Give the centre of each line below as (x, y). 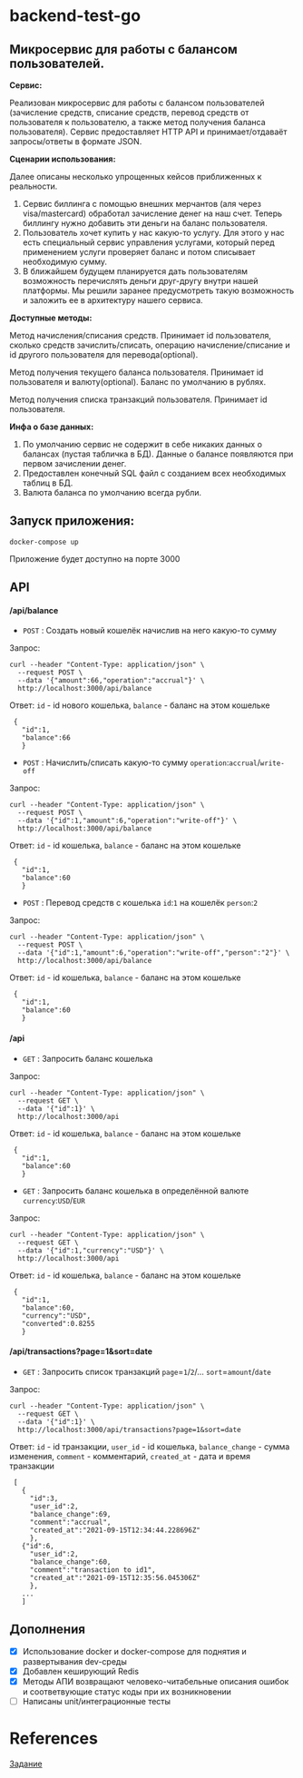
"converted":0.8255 (58, 1323)
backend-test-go (75, 16)
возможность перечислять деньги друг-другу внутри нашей (140, 281)
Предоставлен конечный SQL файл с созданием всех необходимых (154, 473)
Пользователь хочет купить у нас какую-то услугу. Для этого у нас (154, 233)
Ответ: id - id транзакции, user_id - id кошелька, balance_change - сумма (150, 1446)
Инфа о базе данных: (52, 427)
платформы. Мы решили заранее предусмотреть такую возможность (158, 290)
